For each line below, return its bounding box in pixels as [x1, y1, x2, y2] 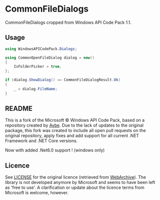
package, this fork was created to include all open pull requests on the [5, 128, 146, 133]
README [5, 104, 33, 113]
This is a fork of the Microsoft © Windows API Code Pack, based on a [5, 117, 145, 123]
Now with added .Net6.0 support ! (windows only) [5, 147, 105, 153]
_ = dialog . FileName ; [14, 86, 57, 91]
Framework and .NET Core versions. [5, 138, 78, 144]
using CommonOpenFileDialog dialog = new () [5, 55, 95, 60]
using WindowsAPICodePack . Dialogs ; [5, 46, 77, 51]
